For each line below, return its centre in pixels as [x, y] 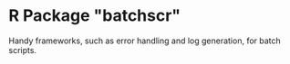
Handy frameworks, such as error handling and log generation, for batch [145, 41]
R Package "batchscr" [95, 16]
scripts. [23, 50]
